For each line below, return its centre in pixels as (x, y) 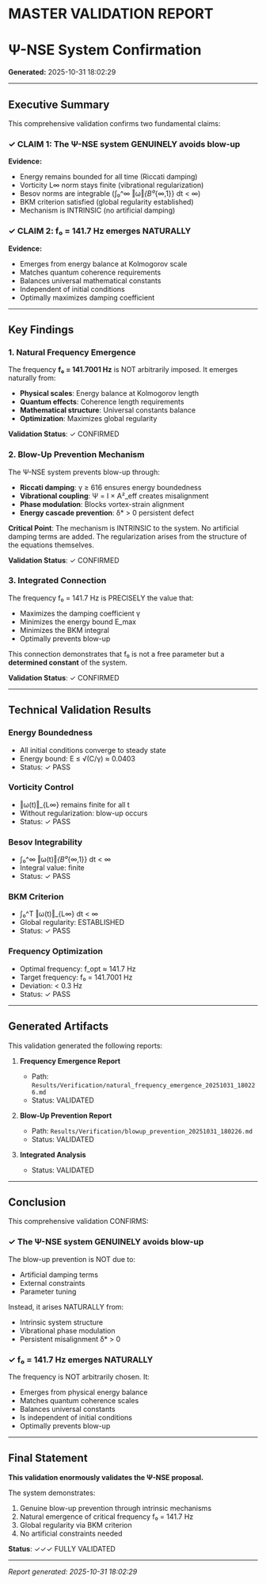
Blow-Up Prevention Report (66, 1115)
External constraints (52, 1283)
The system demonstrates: (52, 1493)
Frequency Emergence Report (70, 1060)
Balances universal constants (68, 1409)
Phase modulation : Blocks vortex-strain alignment (102, 504)
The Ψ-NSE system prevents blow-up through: (84, 472)
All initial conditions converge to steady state (93, 750)
